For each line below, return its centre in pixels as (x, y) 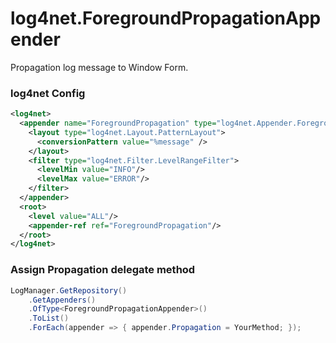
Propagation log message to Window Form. (99, 67)
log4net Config (48, 93)
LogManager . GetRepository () (69, 290)
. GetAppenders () (62, 300)
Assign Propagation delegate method (103, 270)
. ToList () (49, 318)
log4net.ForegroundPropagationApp (166, 18)
